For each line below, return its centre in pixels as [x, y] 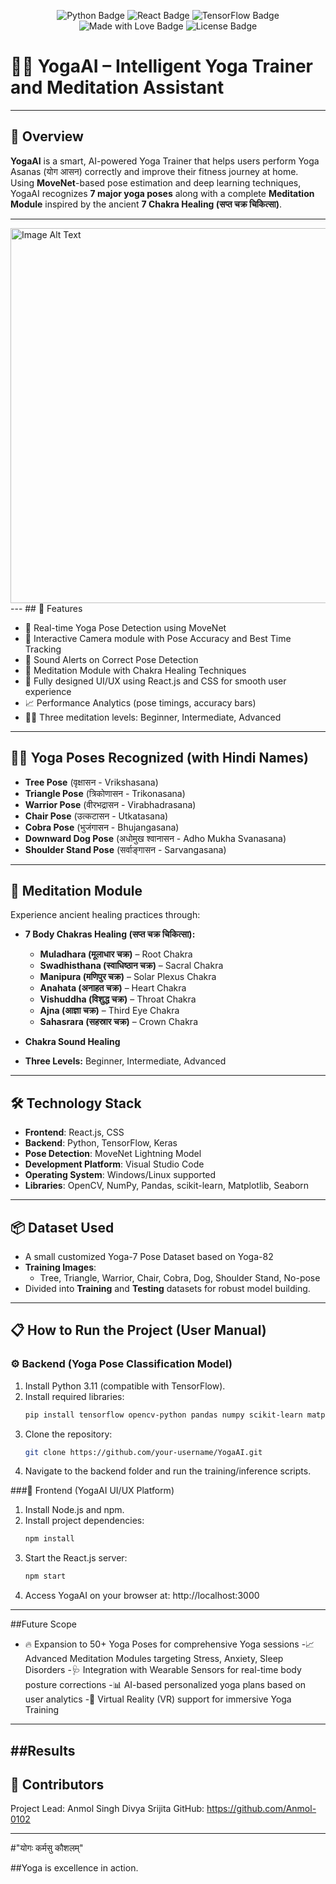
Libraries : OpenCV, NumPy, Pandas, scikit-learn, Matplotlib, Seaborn [167, 1186]
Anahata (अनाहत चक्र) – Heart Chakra [113, 988]
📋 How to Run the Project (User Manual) [138, 1330]
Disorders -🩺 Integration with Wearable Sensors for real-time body [163, 1670]
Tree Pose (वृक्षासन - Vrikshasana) [91, 782]
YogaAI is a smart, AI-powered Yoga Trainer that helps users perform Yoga [165, 161]
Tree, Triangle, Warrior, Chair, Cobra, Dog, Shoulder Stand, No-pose [180, 1278]
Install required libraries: [74, 1396]
